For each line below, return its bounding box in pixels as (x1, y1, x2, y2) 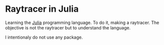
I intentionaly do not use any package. (5, 34, 83, 40)
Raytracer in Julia (5, 3, 79, 15)
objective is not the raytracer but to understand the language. (5, 24, 131, 30)
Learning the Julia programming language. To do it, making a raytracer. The (5, 20, 160, 25)
